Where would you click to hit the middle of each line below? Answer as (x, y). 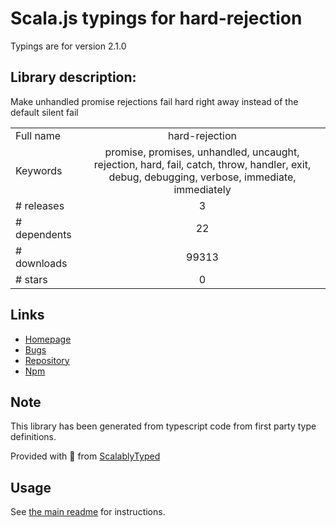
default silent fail (44, 112)
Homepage (48, 339)
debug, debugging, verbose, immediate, (202, 177)
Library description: (73, 77)
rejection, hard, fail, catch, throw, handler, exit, (202, 164)
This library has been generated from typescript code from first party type (163, 426)
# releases (40, 205)
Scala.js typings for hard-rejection (156, 18)
